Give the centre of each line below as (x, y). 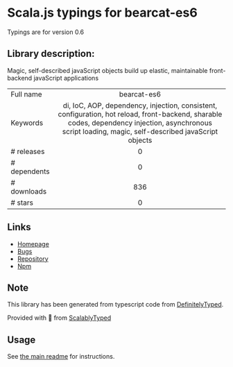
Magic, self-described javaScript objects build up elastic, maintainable (107, 70)
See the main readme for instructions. (61, 357)
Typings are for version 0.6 (46, 32)
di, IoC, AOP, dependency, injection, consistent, (140, 105)
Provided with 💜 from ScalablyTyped (59, 318)
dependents (30, 171)
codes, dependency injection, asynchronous (140, 123)
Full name (27, 94)
